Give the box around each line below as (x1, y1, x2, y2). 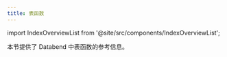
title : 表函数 (7, 9, 45, 17)
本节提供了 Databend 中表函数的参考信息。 (7, 42, 128, 51)
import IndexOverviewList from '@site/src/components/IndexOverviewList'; (7, 28, 221, 37)
